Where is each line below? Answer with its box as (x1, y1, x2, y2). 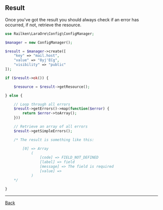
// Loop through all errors (14, 102, 70, 107)
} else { (5, 93, 23, 98)
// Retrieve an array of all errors (14, 124, 88, 129)
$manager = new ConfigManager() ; (5, 40, 73, 45)
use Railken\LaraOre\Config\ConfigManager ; (5, 31, 95, 36)
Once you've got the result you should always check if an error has (5, 16, 139, 22)
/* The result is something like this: (14, 137, 95, 142)
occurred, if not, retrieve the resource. (5, 22, 81, 28)
